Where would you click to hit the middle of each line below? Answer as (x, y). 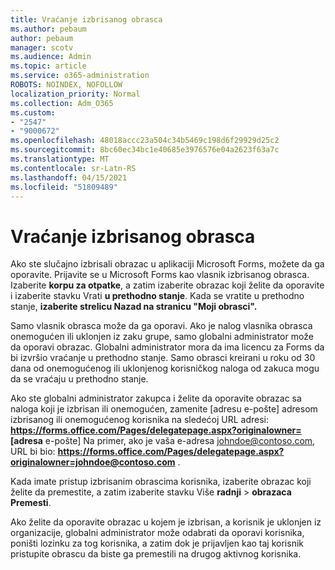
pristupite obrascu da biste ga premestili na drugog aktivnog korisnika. (156, 554)
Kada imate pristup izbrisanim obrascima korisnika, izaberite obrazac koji (161, 482)
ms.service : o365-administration (80, 76)
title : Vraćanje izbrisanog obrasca (86, 19)
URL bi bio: (33, 452)
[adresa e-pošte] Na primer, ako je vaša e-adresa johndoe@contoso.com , (163, 441)
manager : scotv (42, 47)
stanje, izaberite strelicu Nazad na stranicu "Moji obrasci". (134, 307)
